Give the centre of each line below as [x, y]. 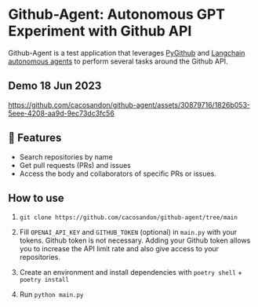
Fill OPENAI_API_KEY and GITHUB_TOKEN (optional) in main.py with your [128, 232]
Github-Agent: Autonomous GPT [117, 15]
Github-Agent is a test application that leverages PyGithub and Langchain [127, 53]
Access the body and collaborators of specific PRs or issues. [118, 174]
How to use [36, 198]
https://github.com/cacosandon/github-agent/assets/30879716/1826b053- [129, 104]
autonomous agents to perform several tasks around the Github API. [118, 61]
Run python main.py [51, 294]
